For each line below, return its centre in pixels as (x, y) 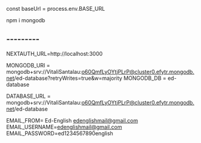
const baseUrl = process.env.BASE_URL (56, 9)
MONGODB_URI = (28, 65)
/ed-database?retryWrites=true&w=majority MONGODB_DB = (90, 78)
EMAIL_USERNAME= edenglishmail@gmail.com (64, 127)
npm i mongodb (26, 20)
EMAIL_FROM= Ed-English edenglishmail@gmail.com (72, 120)
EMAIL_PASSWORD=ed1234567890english (60, 133)
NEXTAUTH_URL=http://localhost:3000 (55, 53)
